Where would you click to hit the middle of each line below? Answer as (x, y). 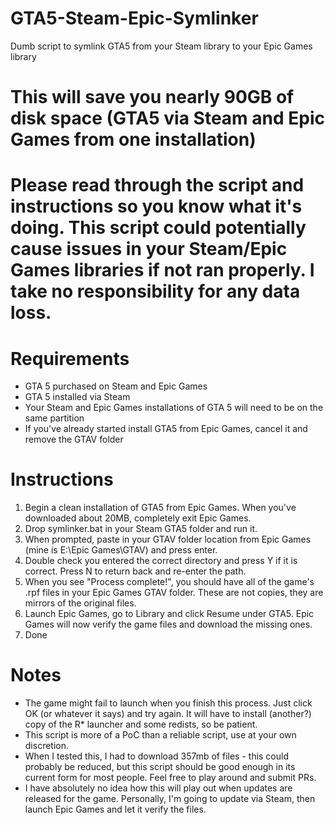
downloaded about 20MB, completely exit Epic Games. (138, 518)
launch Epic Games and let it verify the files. (115, 809)
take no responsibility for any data (155, 291)
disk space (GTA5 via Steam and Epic (167, 118)
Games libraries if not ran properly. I (162, 270)
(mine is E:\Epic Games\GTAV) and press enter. (121, 550)
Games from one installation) (133, 139)
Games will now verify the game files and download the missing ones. (168, 624)
